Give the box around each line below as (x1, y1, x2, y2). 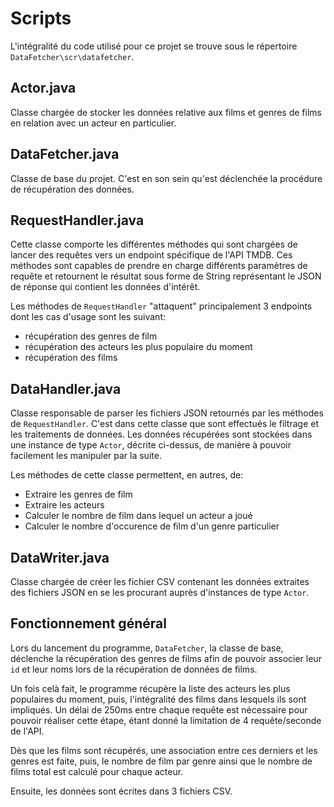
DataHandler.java (10, 380, 122, 397)
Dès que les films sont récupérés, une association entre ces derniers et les (10, 744, 318, 756)
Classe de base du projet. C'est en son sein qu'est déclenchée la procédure (10, 172, 323, 184)
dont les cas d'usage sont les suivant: (10, 311, 167, 323)
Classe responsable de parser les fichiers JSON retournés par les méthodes (10, 407, 324, 419)
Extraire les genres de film (24, 488, 133, 501)
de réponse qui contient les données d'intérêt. (10, 281, 201, 293)
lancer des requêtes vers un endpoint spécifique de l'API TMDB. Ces (10, 249, 293, 261)
